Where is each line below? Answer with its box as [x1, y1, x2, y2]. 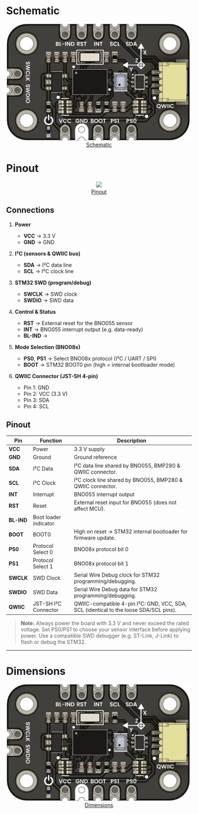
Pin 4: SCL [23, 402, 49, 410]
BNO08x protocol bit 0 [74, 545, 128, 552]
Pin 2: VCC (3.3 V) [23, 390, 68, 397]
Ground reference [74, 454, 117, 461]
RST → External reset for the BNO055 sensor [23, 319, 133, 326]
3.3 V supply [74, 446, 105, 453]
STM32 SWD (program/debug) [14, 279, 92, 286]
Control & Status [14, 308, 56, 315]
